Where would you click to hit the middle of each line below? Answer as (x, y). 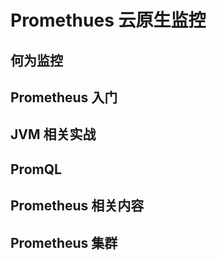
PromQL (36, 169)
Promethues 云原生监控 (108, 20)
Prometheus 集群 (64, 242)
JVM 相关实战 (53, 134)
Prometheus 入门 (64, 97)
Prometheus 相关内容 (77, 206)
